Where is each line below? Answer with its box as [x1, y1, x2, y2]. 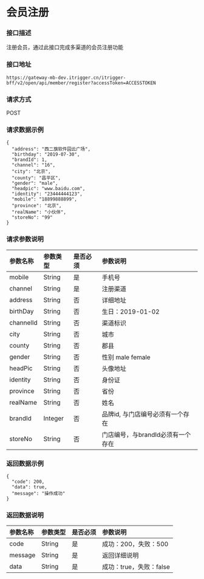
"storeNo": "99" [12, 214, 53, 221]
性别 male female [101, 353, 151, 361]
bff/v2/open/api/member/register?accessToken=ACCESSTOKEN [6, 80, 156, 86]
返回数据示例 [6, 459, 44, 468]
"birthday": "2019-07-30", [12, 151, 80, 158]
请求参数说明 [6, 235, 44, 244]
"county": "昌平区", [12, 175, 61, 181]
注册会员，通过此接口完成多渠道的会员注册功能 [6, 44, 123, 51]
